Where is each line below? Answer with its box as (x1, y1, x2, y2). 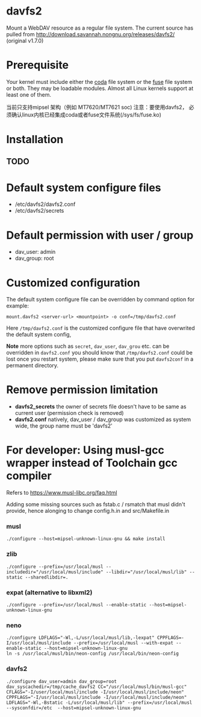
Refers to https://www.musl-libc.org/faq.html (6, 489, 117, 497)
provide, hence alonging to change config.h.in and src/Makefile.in (6, 507, 170, 515)
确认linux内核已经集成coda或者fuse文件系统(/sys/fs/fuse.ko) (11, 111, 161, 118)
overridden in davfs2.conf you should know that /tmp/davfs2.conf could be (6, 349, 193, 356)
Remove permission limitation (6, 383, 158, 397)
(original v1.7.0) (6, 37, 44, 44)
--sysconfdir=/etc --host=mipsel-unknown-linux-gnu (6, 705, 141, 711)
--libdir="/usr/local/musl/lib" (105, 569, 187, 575)
